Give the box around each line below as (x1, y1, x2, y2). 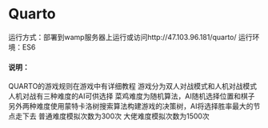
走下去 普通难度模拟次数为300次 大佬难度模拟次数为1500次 (14, 111, 210, 121)
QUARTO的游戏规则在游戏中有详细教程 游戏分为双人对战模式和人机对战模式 (8, 82, 258, 91)
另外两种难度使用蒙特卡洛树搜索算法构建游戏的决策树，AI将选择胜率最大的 (8, 102, 254, 111)
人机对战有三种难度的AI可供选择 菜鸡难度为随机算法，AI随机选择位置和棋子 (8, 91, 255, 101)
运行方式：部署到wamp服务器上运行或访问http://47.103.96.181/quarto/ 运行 (8, 32, 253, 42)
